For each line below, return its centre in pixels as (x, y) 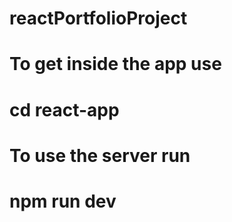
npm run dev (63, 201)
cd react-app (64, 109)
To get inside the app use (115, 64)
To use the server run (100, 155)
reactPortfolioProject (98, 18)
